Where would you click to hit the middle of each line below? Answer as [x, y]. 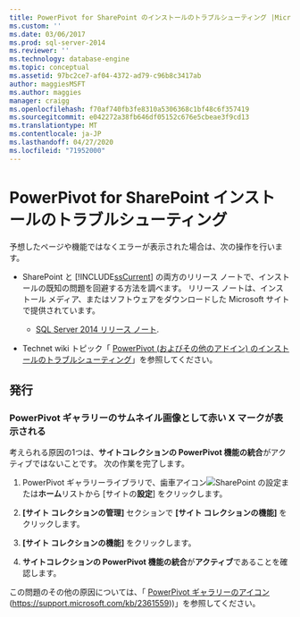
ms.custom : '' [36, 26]
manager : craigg [39, 101]
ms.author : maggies [46, 92]
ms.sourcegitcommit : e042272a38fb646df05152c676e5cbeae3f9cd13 [129, 117]
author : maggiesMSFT [48, 84]
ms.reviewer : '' [39, 51]
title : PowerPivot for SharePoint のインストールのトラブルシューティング [138, 17]
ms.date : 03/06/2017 [48, 34]
